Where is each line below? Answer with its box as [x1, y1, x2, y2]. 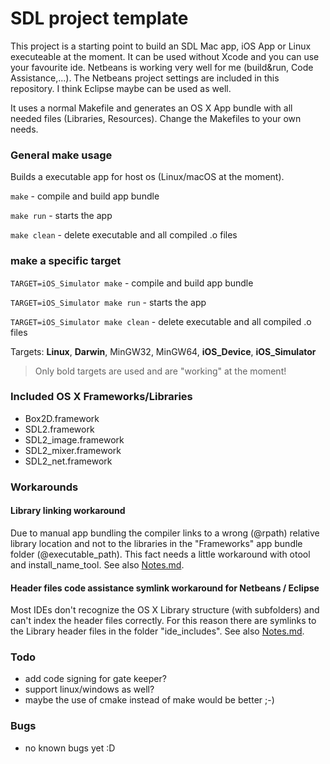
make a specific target [10, 254, 122, 268]
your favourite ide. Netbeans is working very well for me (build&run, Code [10, 61, 314, 73]
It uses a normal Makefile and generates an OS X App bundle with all [10, 102, 293, 114]
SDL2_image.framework [24, 433, 125, 446]
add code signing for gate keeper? [24, 673, 167, 685]
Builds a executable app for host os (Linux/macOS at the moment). [10, 171, 285, 183]
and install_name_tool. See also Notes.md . [10, 558, 185, 571]
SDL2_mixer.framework [24, 444, 122, 456]
